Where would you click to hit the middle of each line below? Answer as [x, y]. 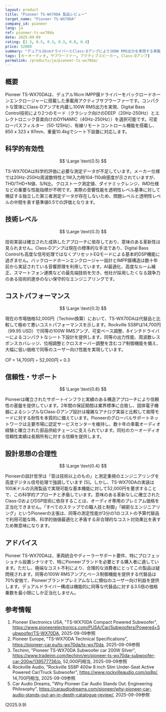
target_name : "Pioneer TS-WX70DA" [41, 19]
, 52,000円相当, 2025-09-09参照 [94, 661]
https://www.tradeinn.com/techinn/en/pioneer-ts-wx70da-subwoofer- [84, 655]
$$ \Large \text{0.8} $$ [83, 389]
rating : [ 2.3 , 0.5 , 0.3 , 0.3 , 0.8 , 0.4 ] [47, 42]
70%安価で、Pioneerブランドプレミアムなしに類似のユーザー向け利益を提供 [82, 580]
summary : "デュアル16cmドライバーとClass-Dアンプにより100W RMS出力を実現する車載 [83, 51]
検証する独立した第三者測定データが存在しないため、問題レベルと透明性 [79, 196]
